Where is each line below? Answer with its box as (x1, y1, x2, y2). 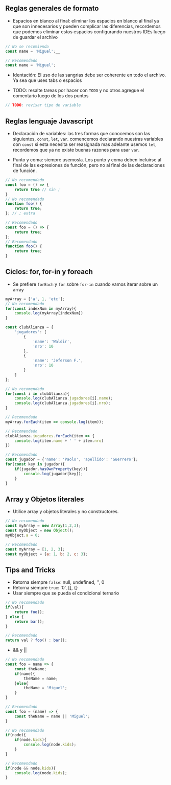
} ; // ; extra (5, 211, 36, 216)
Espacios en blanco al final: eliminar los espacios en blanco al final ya (12, 17, 159, 24)
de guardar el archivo (12, 34, 58, 40)
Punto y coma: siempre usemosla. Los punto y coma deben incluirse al (12, 157, 162, 163)
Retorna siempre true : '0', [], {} (12, 585, 78, 591)
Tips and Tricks (5, 565, 56, 574)
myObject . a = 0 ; (5, 533, 40, 538)
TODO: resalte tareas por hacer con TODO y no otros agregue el (12, 87, 144, 94)
